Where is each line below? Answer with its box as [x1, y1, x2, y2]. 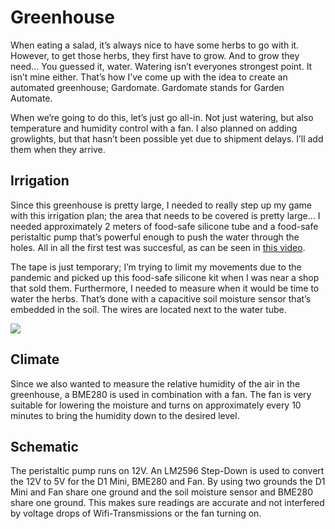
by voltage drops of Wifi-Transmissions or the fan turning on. [10, 507, 262, 520]
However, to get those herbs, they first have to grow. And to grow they [10, 49, 300, 61]
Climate [10, 351, 60, 368]
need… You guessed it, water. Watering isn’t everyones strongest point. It [10, 60, 313, 72]
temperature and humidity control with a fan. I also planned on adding [10, 122, 298, 134]
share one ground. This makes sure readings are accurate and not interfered [10, 497, 325, 509]
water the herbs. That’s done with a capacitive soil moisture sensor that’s [10, 292, 312, 305]
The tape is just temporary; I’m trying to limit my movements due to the [10, 261, 302, 273]
